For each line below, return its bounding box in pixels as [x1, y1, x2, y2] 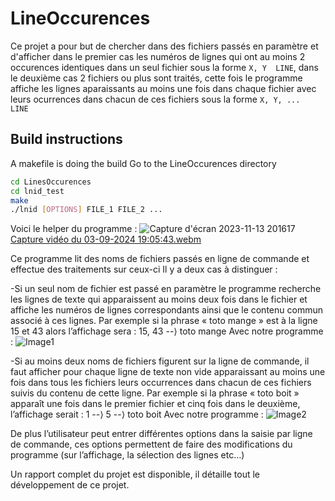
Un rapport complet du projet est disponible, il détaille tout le [10, 468, 261, 481]
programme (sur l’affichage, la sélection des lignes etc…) [10, 449, 245, 461]
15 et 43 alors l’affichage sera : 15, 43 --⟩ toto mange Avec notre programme [10, 325, 324, 337]
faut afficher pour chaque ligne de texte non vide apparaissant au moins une [10, 366, 326, 378]
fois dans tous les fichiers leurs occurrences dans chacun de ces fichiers [10, 377, 312, 389]
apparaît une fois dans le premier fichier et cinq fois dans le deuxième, [10, 398, 301, 410]
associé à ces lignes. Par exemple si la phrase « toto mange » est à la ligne [10, 315, 318, 327]
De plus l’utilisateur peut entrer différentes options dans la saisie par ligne [10, 428, 313, 440]
